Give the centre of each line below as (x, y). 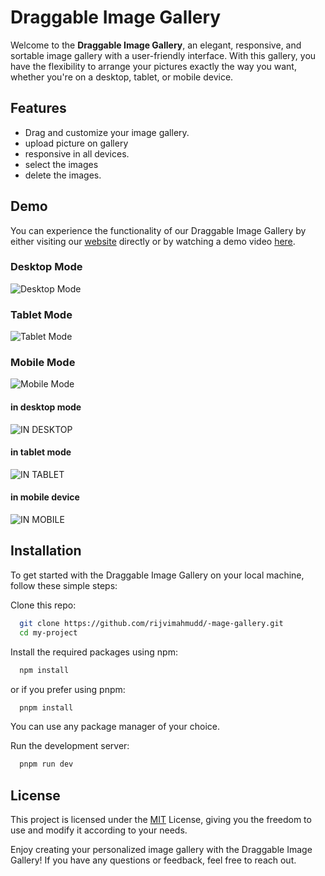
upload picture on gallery (76, 143)
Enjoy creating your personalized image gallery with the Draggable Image (161, 850)
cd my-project (48, 632)
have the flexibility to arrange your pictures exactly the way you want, (153, 66)
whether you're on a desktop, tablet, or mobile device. (122, 77)
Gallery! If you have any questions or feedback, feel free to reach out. (153, 860)
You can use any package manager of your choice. (115, 727)
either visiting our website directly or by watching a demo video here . (153, 241)
